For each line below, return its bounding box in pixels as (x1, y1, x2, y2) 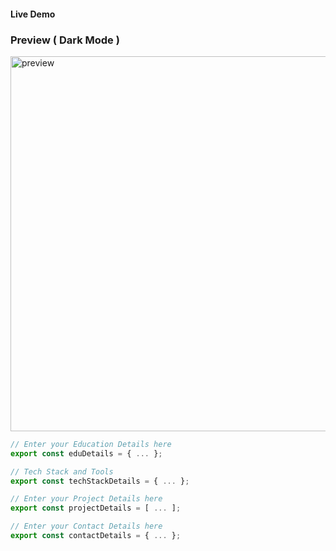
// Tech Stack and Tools (10, 466, 114, 477)
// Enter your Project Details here (10, 494, 163, 504)
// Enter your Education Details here (10, 439, 172, 449)
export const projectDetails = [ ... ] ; (10, 503, 182, 514)
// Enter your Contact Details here (10, 521, 163, 532)
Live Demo (10, 8, 56, 20)
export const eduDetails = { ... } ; (10, 448, 163, 459)
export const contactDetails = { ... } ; (10, 531, 182, 541)
